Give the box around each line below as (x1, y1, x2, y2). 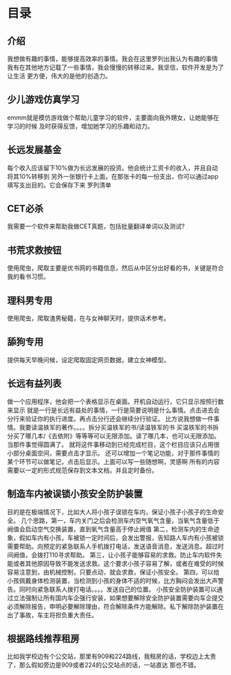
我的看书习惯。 (7, 272, 49, 281)
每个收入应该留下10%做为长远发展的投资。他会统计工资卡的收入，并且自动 (7, 164, 219, 172)
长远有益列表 (7, 378, 62, 390)
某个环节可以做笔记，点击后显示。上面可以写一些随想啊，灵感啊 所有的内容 (7, 457, 220, 465)
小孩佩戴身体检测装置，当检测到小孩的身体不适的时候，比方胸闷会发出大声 (7, 576, 218, 584)
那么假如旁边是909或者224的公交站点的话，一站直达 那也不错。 (19, 661, 201, 670)
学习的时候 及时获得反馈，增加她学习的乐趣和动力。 (7, 122, 153, 130)
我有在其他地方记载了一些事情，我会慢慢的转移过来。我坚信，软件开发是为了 (7, 63, 224, 71)
